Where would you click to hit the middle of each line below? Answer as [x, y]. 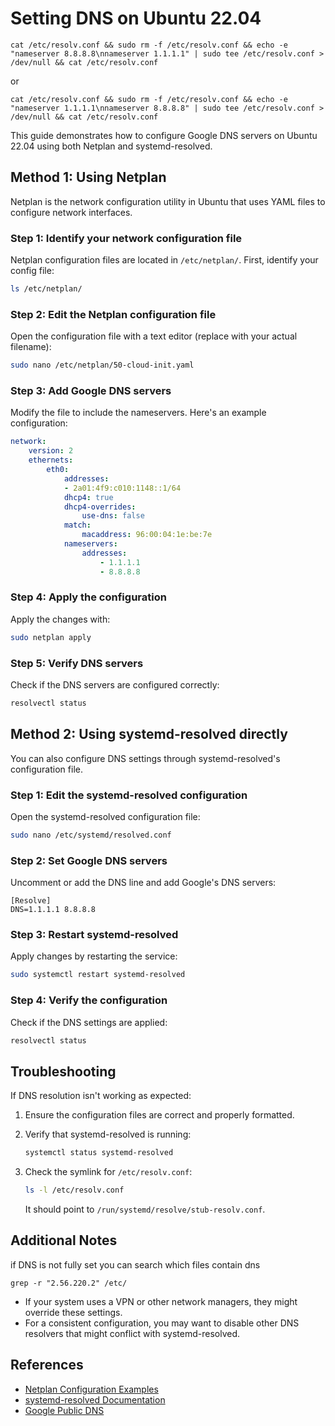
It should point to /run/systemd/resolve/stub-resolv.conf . [145, 1209]
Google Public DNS [64, 1410]
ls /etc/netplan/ [46, 289]
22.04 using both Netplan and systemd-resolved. [111, 146]
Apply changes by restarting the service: [94, 956]
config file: [32, 271]
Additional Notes [64, 1240]
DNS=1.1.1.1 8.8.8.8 [53, 910]
